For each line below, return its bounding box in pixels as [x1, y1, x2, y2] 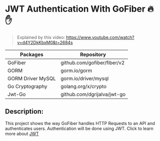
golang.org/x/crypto [60, 83, 107, 89]
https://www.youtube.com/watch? [66, 34, 135, 40]
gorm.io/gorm [60, 67, 93, 74]
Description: [5, 107, 44, 116]
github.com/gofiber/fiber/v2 [60, 59, 125, 66]
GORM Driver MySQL [7, 75, 56, 82]
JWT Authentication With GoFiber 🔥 [5, 3, 154, 15]
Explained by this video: [17, 34, 65, 40]
